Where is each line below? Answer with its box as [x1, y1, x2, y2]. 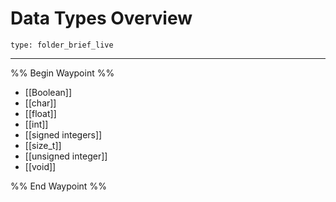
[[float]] [24, 107, 57, 119]
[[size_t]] [24, 139, 62, 151]
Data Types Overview [10, 7, 193, 30]
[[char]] [24, 97, 57, 109]
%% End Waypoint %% [10, 180, 107, 192]
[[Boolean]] [24, 86, 72, 98]
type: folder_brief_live [10, 40, 114, 50]
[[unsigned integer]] [24, 150, 108, 162]
